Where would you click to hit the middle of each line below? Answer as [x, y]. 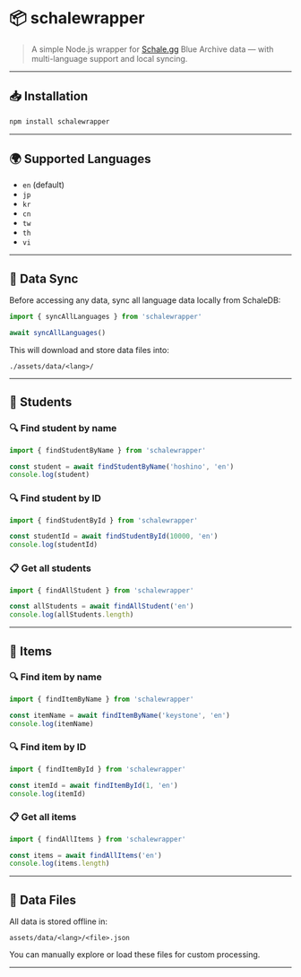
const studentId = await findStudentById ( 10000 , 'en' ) [114, 536]
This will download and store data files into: [90, 350]
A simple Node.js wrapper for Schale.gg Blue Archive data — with [152, 49]
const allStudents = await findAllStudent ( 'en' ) [102, 607]
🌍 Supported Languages [80, 159]
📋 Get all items [43, 817]
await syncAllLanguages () [57, 333]
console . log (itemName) [52, 723]
